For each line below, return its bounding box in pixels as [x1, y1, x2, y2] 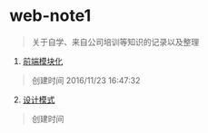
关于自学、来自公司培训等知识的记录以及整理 [31, 36, 200, 47]
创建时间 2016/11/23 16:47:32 [31, 74, 141, 86]
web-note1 [9, 5, 92, 26]
